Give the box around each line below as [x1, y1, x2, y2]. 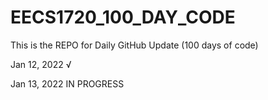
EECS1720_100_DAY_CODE [10, 6, 236, 29]
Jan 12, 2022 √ [10, 58, 72, 70]
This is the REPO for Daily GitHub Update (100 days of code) [10, 39, 259, 51]
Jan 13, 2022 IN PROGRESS [10, 77, 125, 90]
